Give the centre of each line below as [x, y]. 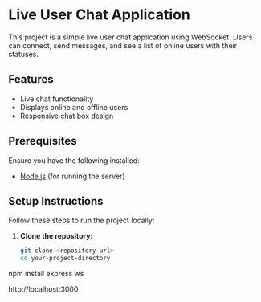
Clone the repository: [56, 236]
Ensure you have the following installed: [74, 160]
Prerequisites [43, 141]
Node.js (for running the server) [73, 176]
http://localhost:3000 [43, 289]
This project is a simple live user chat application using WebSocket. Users [130, 37]
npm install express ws [46, 274]
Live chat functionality [57, 99]
